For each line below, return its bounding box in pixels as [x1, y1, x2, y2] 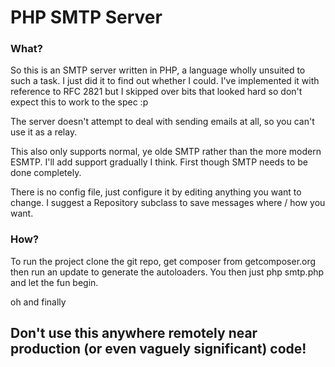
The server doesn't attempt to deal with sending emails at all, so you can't [10, 116, 315, 128]
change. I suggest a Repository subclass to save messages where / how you [10, 197, 326, 209]
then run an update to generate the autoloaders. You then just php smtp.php [10, 266, 325, 278]
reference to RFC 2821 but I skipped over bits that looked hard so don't [10, 86, 303, 98]
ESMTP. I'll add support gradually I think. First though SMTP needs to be [10, 156, 309, 168]
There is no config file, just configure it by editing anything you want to [10, 186, 302, 198]
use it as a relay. [10, 126, 78, 138]
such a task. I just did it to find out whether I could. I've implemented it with [10, 75, 320, 87]
